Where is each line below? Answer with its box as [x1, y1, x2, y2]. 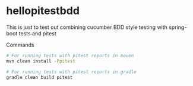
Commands [6, 41, 34, 48]
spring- [169, 24, 187, 31]
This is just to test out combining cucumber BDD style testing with [6, 24, 168, 31]
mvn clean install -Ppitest [6, 58, 76, 64]
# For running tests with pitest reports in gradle [6, 69, 137, 75]
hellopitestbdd [6, 4, 80, 18]
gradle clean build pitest [6, 74, 73, 80]
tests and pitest [18, 29, 56, 37]
